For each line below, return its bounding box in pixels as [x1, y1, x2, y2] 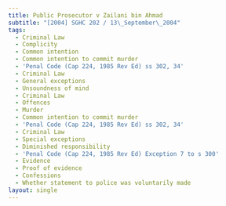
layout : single [8, 186, 58, 194]
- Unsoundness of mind [15, 84, 89, 92]
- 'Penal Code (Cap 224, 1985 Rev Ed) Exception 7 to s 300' [15, 150, 220, 157]
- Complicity [15, 41, 58, 49]
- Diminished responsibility [15, 143, 111, 150]
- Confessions [15, 172, 61, 180]
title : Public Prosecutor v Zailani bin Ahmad [8, 11, 163, 20]
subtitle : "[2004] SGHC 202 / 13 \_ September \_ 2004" [8, 19, 180, 27]
